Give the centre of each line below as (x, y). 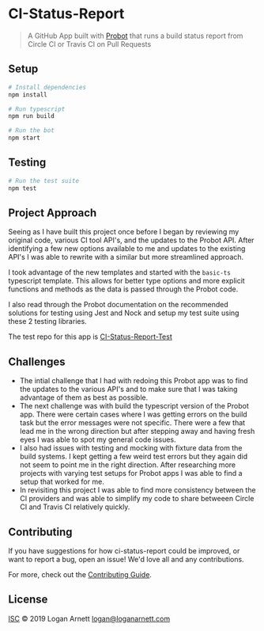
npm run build (32, 116)
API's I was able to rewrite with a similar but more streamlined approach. (126, 257)
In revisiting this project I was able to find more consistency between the (138, 490)
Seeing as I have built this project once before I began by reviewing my (124, 232)
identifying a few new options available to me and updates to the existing (127, 249)
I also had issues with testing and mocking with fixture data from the (131, 448)
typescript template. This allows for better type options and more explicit (126, 281)
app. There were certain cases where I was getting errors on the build (133, 414)
